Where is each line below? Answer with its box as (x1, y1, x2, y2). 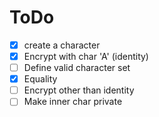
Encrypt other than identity (23, 84, 135, 96)
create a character (23, 39, 101, 51)
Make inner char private (23, 96, 123, 108)
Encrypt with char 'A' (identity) (23, 51, 149, 62)
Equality (23, 73, 58, 85)
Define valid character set (23, 62, 131, 74)
